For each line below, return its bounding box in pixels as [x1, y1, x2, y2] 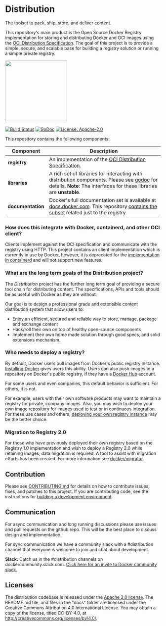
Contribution [5, 470, 45, 479]
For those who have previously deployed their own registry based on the [5, 440, 153, 446]
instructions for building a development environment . [5, 493, 113, 499]
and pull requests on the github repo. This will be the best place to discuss [5, 526, 157, 532]
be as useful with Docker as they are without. [5, 291, 97, 297]
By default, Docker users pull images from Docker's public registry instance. [5, 360, 161, 366]
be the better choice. [5, 416, 48, 422]
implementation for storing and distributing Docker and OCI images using [5, 35, 154, 41]
